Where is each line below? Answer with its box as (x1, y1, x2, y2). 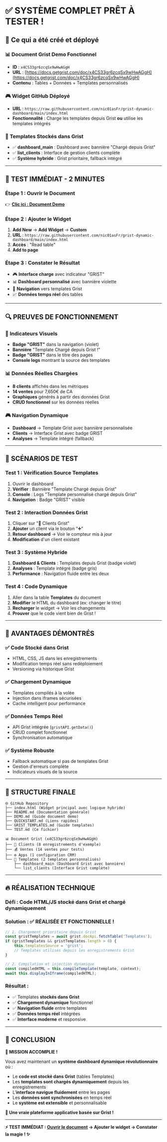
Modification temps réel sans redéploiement (12, 661, 103, 667)
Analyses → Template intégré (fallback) (12, 435, 94, 442)
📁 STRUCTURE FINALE (5, 788, 76, 796)
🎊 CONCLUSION (5, 1036, 56, 1044)
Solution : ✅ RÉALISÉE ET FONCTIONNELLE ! (5, 918, 114, 925)
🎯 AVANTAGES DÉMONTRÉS (5, 629, 94, 638)
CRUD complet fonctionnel (12, 729, 67, 735)
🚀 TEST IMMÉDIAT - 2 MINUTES (5, 174, 105, 183)
